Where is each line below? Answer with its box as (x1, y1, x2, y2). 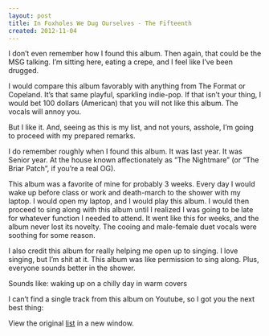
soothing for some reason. (8, 231, 96, 240)
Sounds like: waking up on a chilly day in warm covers (8, 279, 187, 289)
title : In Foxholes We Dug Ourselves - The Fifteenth (8, 19, 193, 27)
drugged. (8, 66, 39, 76)
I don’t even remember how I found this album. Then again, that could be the (8, 49, 262, 59)
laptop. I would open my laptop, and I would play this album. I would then (8, 196, 250, 206)
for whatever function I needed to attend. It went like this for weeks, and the (8, 214, 259, 223)
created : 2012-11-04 (8, 27, 78, 35)
